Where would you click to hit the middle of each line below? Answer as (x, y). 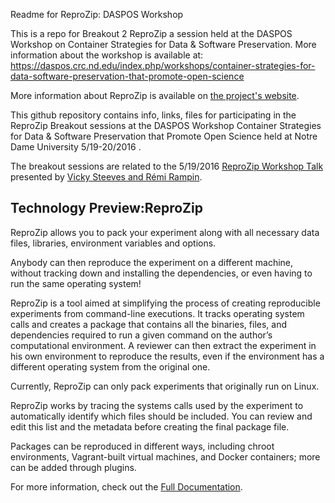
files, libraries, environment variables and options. (113, 243)
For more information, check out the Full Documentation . (126, 486)
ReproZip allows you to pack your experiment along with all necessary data (165, 232)
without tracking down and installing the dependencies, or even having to (161, 273)
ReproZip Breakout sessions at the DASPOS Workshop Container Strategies (166, 125)
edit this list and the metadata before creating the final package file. (150, 426)
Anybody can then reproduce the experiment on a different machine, (152, 262)
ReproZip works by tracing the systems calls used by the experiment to (157, 405)
